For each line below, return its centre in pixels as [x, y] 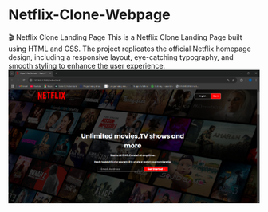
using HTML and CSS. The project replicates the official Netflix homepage [130, 49]
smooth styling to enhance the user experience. [87, 65]
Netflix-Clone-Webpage [89, 15]
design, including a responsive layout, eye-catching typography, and [121, 57]
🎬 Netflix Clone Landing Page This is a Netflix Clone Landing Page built [125, 37]
